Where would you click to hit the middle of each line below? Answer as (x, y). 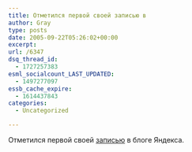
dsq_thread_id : (33, 60)
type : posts (28, 30)
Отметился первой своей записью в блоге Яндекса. (96, 140)
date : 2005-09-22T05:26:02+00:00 (63, 37)
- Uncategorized (42, 111)
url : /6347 (26, 52)
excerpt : (23, 45)
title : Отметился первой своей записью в (77, 15)
